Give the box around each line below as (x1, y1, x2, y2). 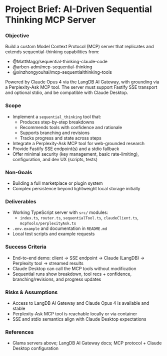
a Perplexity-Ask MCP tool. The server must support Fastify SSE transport (5, 84, 157, 90)
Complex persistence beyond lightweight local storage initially (12, 186, 140, 192)
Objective (5, 32, 29, 39)
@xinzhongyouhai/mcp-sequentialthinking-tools (12, 69, 112, 75)
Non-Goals (5, 169, 32, 176)
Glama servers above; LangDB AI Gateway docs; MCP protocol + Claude (12, 340, 162, 346)
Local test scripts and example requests (12, 231, 95, 237)
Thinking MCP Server (5, 14, 96, 26)
